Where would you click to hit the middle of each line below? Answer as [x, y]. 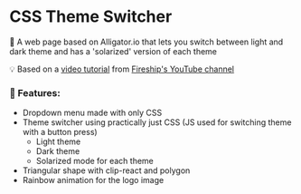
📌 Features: [35, 92]
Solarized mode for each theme [94, 161]
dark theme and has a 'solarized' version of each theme [113, 51]
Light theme [58, 141]
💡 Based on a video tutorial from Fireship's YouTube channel [122, 69]
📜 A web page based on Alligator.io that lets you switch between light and [146, 42]
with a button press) [60, 132]
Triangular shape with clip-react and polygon [106, 170]
